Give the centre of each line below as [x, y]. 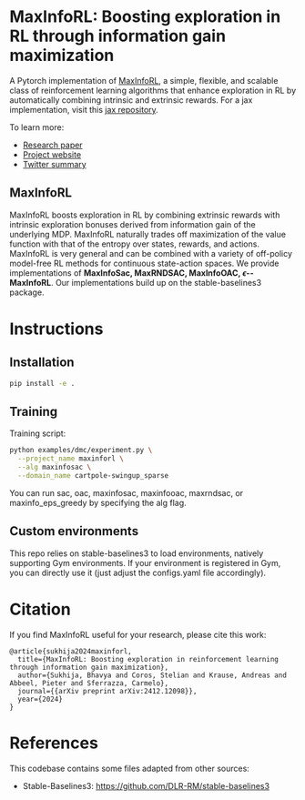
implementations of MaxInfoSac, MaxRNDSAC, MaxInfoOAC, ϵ [128, 273]
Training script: [38, 433]
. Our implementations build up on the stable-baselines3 [156, 282]
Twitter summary [54, 164]
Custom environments [74, 531]
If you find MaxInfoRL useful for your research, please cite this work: [138, 634]
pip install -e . [42, 383]
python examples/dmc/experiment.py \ [81, 451]
